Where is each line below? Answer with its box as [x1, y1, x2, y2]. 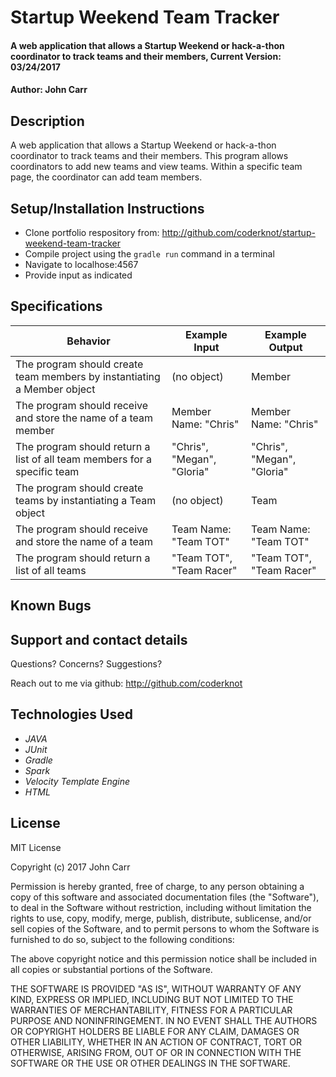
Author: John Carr [10, 84, 88, 96]
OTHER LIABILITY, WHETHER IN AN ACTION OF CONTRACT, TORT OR [10, 1036, 302, 1048]
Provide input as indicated [24, 269, 133, 281]
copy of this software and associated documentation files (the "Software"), [10, 891, 320, 903]
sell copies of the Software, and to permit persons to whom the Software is [10, 922, 320, 935]
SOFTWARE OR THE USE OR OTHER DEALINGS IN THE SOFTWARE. [10, 1057, 291, 1069]
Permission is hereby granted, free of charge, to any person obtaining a [10, 880, 305, 892]
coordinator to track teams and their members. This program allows [10, 150, 289, 162]
